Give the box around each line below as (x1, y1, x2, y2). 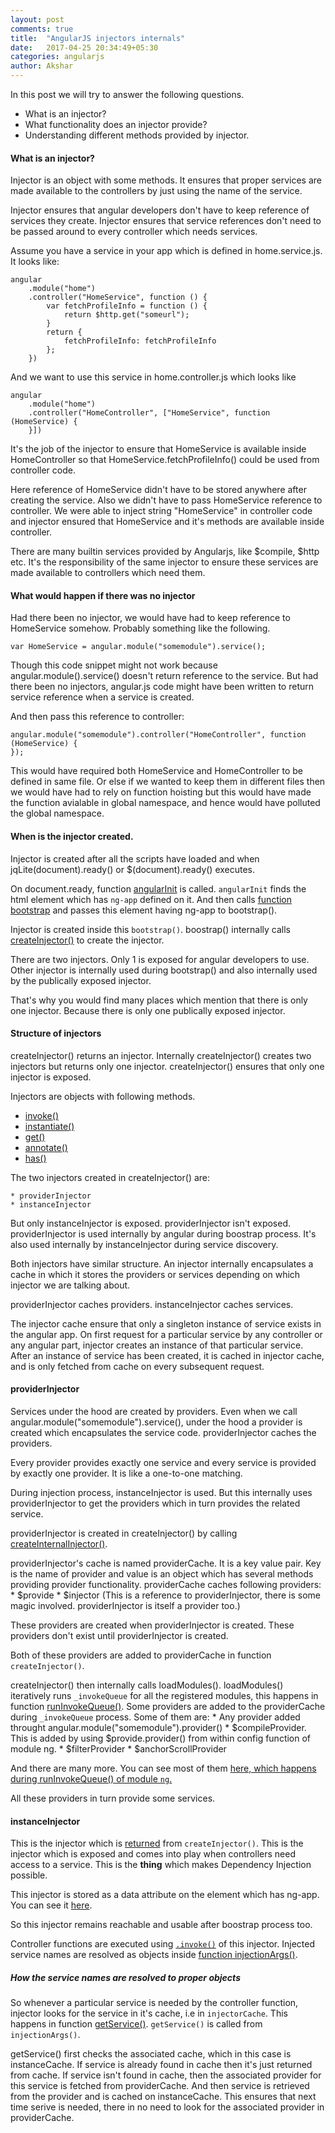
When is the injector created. (10, 831, 134, 842)
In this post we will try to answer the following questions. (10, 89, 245, 100)
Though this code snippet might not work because (10, 659, 218, 671)
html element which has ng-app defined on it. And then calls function (10, 893, 293, 905)
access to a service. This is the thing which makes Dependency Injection (10, 1859, 312, 1871)
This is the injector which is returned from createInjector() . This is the (10, 1837, 304, 1850)
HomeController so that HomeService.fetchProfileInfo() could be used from (10, 454, 320, 466)
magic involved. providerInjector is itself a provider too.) (10, 1600, 241, 1612)
